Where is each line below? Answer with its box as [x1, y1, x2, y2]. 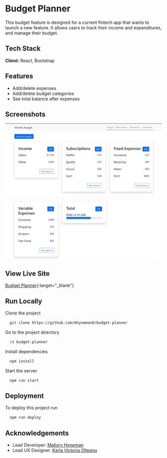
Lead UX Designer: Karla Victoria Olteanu [12, 447, 97, 453]
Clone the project [5, 310, 41, 316]
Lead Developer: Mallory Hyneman [12, 442, 84, 448]
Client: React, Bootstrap [5, 58, 55, 64]
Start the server [5, 368, 37, 374]
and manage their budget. [5, 30, 58, 36]
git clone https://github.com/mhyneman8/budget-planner [9, 320, 128, 325]
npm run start [9, 378, 39, 383]
